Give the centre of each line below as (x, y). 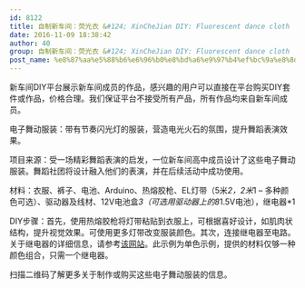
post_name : (30, 60)
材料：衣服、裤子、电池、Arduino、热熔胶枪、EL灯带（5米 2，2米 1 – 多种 (145, 190)
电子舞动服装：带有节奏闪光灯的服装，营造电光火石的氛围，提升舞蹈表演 (144, 129)
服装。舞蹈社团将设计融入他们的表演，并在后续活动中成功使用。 (128, 171)
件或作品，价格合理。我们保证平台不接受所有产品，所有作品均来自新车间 (144, 98)
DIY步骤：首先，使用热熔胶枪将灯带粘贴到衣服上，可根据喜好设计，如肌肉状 (151, 221)
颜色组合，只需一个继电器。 (61, 255)
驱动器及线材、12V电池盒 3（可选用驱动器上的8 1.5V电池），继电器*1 (170, 202)
